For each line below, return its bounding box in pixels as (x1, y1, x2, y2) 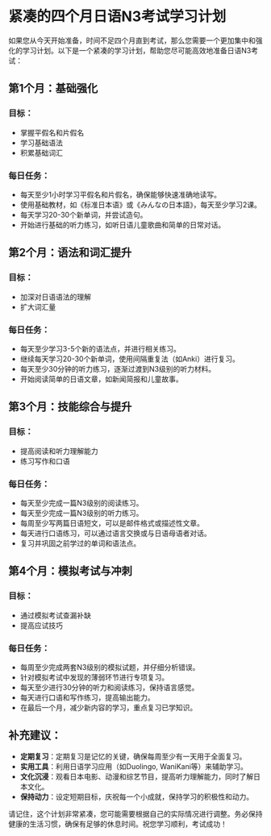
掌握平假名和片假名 (19, 127, 85, 137)
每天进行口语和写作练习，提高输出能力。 (19, 693, 155, 702)
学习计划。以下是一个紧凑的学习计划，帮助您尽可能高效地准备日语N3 (22, 45, 252, 55)
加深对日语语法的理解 (19, 292, 91, 302)
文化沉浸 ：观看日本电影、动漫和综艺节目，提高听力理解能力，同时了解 (19, 772, 254, 781)
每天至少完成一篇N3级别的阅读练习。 (19, 497, 144, 508)
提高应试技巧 (19, 620, 63, 630)
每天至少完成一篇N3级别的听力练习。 (19, 508, 144, 518)
